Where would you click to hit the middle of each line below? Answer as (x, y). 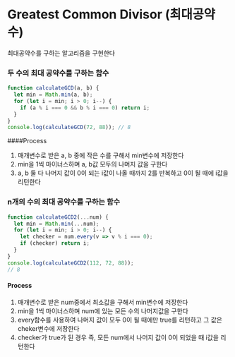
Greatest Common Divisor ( (89, 14)
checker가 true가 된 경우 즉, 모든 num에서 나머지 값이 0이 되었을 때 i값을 (118, 337)
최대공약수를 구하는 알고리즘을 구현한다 (61, 53)
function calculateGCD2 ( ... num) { (58, 217)
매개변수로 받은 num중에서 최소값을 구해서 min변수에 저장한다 (103, 302)
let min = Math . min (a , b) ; (53, 95)
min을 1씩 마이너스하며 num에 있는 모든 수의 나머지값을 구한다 (103, 310)
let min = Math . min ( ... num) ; (56, 224)
